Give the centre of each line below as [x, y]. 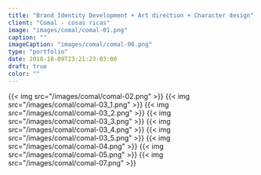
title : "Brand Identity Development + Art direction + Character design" [131, 15]
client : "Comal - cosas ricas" [59, 23]
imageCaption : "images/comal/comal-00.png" [80, 45]
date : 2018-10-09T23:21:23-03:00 [63, 60]
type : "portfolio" [38, 52]
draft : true [27, 67]
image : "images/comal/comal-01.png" [68, 30]
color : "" [24, 74]
